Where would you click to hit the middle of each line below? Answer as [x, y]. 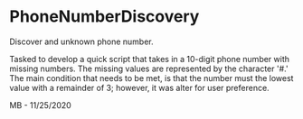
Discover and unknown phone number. [81, 41]
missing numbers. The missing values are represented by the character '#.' [149, 69]
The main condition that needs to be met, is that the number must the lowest [151, 78]
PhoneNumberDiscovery [104, 17]
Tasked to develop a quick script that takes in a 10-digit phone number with [150, 59]
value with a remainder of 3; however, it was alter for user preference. [139, 87]
